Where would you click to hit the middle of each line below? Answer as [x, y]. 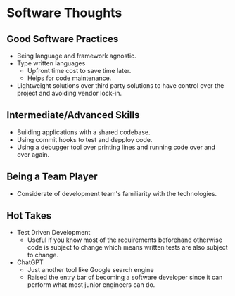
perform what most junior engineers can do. [91, 285]
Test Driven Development [53, 233]
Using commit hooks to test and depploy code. [84, 139]
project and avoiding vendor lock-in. [69, 93]
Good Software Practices [63, 39]
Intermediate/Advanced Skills [73, 115]
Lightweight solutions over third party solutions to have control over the [120, 85]
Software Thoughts [64, 13]
